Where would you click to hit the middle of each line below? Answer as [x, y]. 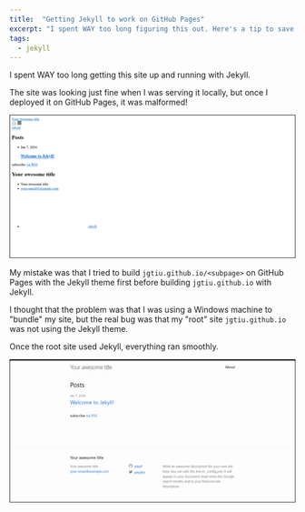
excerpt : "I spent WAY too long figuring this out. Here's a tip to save [152, 29]
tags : [20, 38]
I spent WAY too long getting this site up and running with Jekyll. [130, 75]
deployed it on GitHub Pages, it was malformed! [98, 102]
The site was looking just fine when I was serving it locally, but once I [139, 93]
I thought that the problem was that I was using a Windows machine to [141, 310]
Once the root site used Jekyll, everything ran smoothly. [114, 346]
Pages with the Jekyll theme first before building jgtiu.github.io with [141, 283]
